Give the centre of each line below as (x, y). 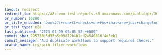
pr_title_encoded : (23, 23)
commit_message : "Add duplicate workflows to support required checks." (79, 41)
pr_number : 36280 (22, 18)
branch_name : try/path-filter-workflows (46, 45)
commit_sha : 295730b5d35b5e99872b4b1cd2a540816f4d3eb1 (61, 36)
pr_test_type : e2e (23, 27)
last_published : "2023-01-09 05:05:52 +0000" (51, 32)
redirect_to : (18, 14)
